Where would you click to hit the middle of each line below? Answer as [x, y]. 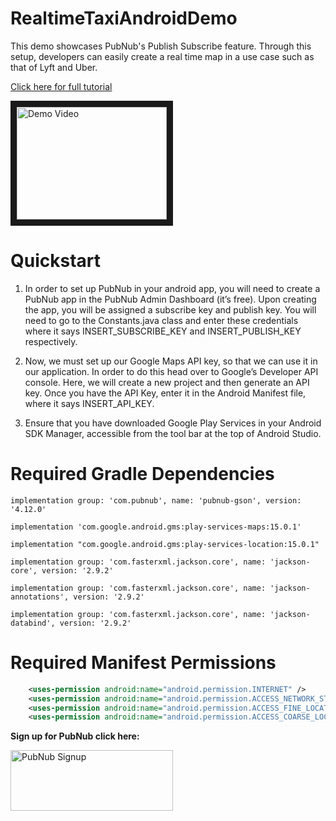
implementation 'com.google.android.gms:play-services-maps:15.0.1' [156, 527]
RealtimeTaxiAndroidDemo [124, 18]
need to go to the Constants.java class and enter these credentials [161, 320]
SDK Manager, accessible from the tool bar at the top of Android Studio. [173, 433]
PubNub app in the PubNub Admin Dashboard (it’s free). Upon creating [170, 299]
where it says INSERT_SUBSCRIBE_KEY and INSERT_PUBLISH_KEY [163, 331]
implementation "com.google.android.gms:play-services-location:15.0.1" [165, 544]
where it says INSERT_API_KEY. [89, 403]
